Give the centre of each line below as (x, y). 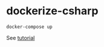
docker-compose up (29, 27)
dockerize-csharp (52, 11)
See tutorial (21, 37)
